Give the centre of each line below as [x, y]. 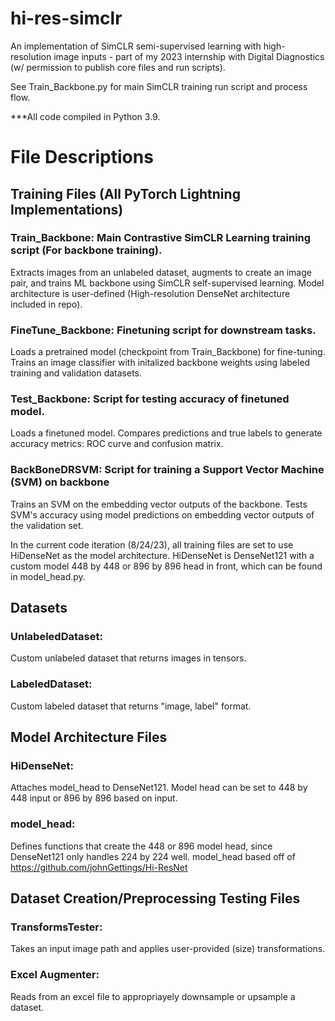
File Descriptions [82, 157]
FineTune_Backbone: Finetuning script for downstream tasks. [163, 330]
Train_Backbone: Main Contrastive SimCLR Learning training [161, 238]
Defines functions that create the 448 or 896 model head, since [141, 846]
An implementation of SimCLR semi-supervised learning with [136, 46]
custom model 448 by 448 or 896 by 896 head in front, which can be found [166, 566]
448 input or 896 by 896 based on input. [94, 798]
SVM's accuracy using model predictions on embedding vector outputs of [162, 514]
